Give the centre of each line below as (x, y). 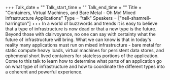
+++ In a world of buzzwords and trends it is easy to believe (95, 23)
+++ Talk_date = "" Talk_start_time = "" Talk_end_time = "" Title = (74, 7)
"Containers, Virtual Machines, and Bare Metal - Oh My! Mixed (71, 13)
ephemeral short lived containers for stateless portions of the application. (82, 56)
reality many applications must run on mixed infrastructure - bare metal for (83, 45)
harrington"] (18, 23)
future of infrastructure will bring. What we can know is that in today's (78, 39)
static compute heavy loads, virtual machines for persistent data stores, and (85, 50)
